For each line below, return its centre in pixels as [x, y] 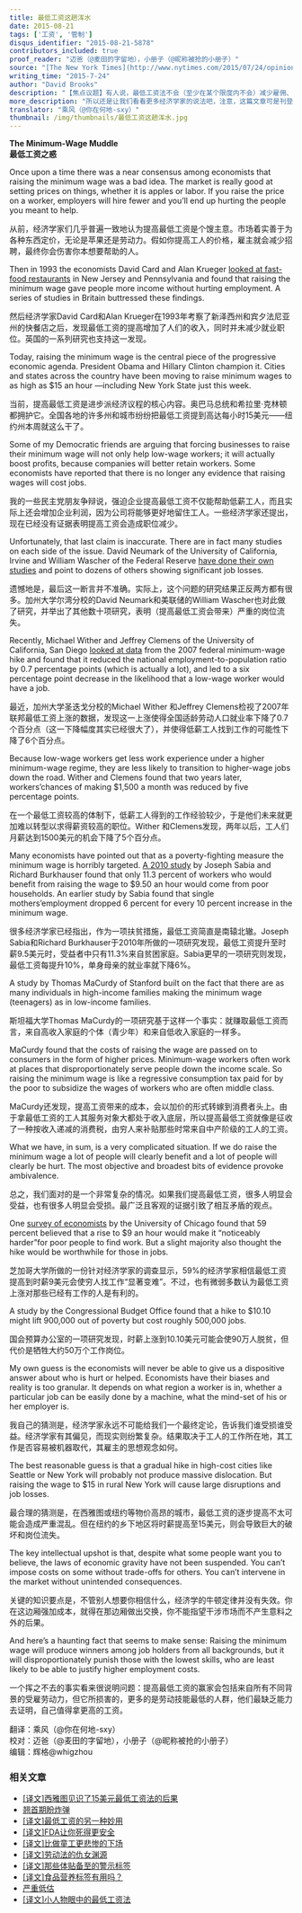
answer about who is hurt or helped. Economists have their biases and [139, 1378]
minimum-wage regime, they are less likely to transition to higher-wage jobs [150, 768]
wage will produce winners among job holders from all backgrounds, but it [147, 1651]
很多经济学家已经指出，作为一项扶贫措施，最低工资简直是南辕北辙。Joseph [149, 932]
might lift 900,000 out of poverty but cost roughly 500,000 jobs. [128, 1321]
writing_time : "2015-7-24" [60, 76]
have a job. [30, 688]
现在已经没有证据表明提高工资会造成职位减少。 [96, 524]
